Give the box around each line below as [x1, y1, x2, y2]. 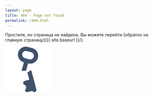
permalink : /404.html [5, 18, 49, 23]
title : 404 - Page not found [5, 13, 65, 18]
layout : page [5, 8, 32, 13]
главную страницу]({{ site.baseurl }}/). [5, 37, 84, 43]
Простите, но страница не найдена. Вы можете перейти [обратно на [5, 32, 149, 38]
